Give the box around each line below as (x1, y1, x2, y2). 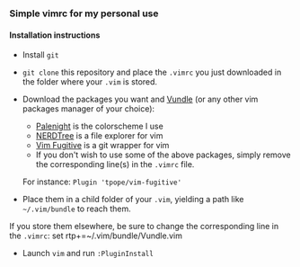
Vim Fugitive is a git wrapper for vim (35, 140, 170, 151)
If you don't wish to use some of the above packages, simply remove (35, 149, 291, 160)
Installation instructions (9, 30, 101, 40)
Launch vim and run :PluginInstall (22, 248, 154, 259)
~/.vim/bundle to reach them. (22, 203, 132, 214)
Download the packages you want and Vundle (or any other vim (22, 93, 259, 105)
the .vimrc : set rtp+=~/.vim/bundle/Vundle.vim (9, 230, 182, 241)
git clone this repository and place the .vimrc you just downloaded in (22, 67, 282, 78)
